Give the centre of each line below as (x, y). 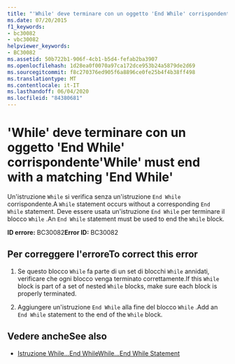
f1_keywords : (26, 27)
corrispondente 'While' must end (104, 162)
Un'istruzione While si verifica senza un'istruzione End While (94, 196)
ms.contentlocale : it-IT (43, 85)
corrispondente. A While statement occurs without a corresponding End (109, 204)
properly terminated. (47, 293)
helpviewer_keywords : (39, 46)
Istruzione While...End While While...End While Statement (99, 353)
